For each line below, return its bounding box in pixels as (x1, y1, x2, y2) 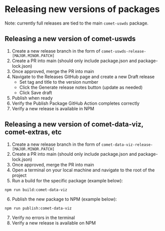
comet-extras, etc (4, 128, 62, 136)
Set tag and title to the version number (19, 79, 98, 85)
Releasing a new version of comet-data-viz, (4, 120, 144, 129)
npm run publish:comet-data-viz (4, 205, 72, 211)
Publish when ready (11, 95, 53, 101)
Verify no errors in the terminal (11, 214, 75, 220)
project (11, 172, 27, 178)
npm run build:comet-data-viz (4, 187, 68, 192)
